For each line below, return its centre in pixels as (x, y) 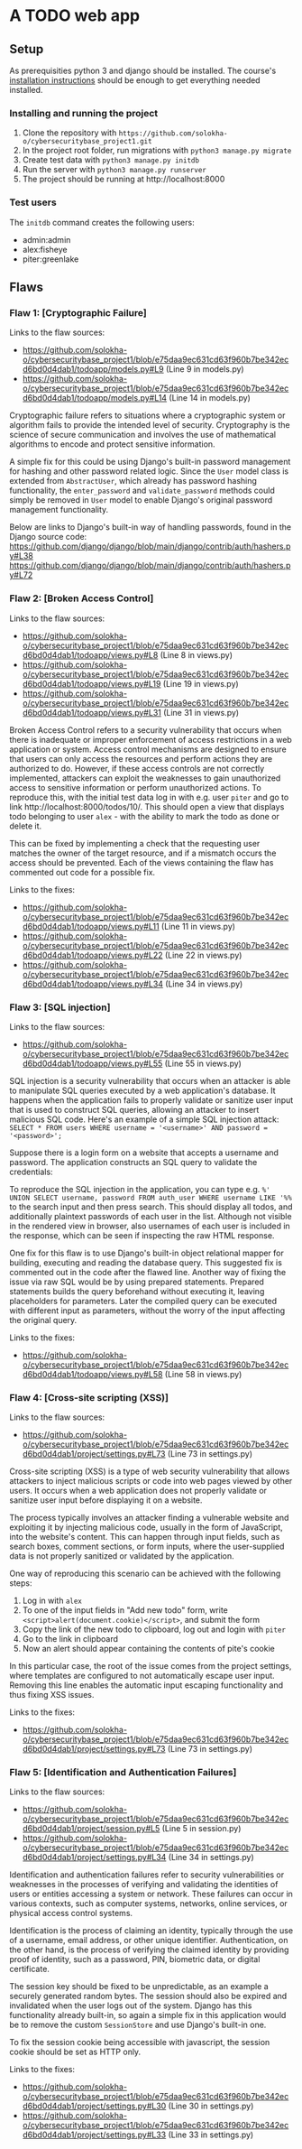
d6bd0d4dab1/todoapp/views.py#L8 (90, 654)
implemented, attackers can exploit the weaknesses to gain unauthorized (145, 778)
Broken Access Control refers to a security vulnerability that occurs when (146, 730)
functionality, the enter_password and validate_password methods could (142, 491)
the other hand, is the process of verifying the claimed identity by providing (149, 1950)
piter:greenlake (50, 259)
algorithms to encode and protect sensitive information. (112, 444)
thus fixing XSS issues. (52, 1695)
